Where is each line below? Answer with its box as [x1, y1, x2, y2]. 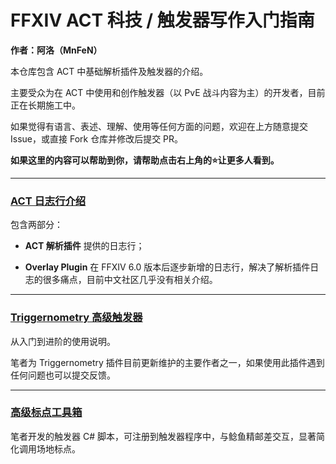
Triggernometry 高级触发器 [10, 311, 143, 325]
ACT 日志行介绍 [10, 194, 87, 208]
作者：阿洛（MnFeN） [10, 44, 103, 56]
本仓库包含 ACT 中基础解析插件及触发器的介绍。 [10, 65, 209, 77]
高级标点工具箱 [10, 406, 83, 420]
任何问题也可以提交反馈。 [10, 369, 116, 381]
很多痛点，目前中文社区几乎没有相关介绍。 [42, 274, 218, 286]
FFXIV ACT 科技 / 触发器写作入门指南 [10, 9, 315, 32]
